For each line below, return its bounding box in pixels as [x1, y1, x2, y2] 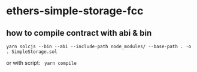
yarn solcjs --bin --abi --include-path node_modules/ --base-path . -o [6, 43, 192, 49]
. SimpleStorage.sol [6, 49, 58, 55]
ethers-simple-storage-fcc [6, 4, 144, 18]
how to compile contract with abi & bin [6, 28, 152, 38]
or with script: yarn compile [6, 60, 77, 66]
